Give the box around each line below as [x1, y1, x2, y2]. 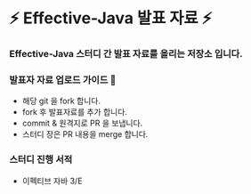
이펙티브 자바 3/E [21, 175, 83, 186]
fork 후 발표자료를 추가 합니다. [21, 107, 127, 117]
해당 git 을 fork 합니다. [21, 95, 101, 107]
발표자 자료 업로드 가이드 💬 [9, 74, 117, 86]
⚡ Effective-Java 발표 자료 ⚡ [9, 8, 213, 28]
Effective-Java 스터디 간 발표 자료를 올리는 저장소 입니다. [9, 48, 243, 61]
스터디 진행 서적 [9, 153, 73, 166]
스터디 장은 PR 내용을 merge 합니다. [21, 129, 149, 140]
